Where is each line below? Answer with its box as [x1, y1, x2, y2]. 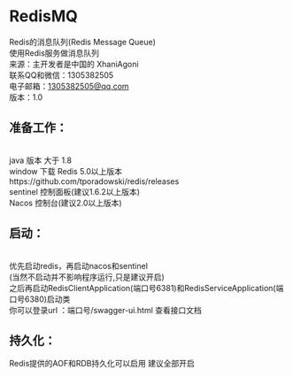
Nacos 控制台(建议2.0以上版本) [9, 197, 122, 208]
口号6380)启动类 [9, 294, 71, 304]
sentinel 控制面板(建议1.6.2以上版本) [9, 186, 140, 196]
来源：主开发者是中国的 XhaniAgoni [9, 58, 139, 69]
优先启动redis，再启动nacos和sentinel [9, 260, 149, 271]
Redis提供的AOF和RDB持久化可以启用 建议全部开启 [9, 358, 195, 369]
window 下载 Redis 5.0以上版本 [9, 165, 122, 176]
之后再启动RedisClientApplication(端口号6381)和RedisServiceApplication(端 [9, 282, 284, 293]
